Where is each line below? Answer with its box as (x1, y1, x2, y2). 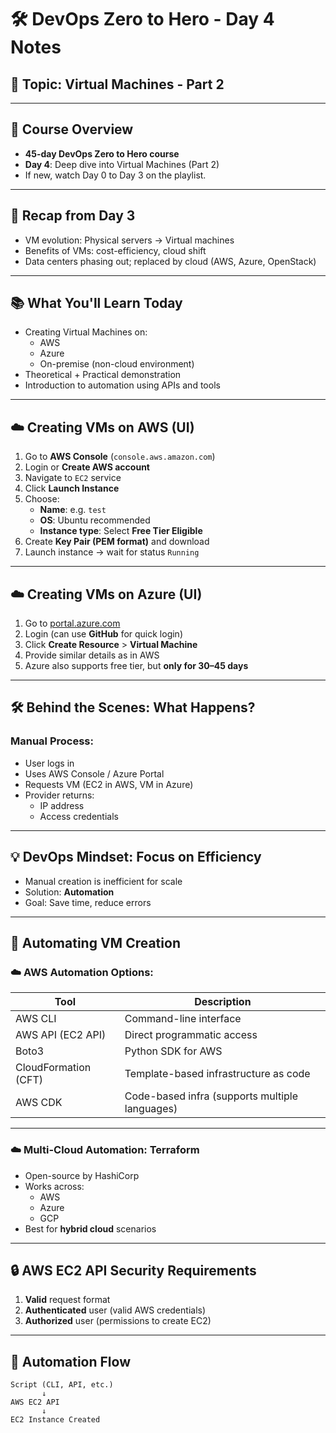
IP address (39, 799, 85, 811)
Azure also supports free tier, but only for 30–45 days (24, 660, 249, 672)
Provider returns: (24, 789, 95, 801)
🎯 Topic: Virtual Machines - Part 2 (10, 76, 225, 93)
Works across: (24, 1180, 85, 1192)
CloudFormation (15, 1061, 92, 1075)
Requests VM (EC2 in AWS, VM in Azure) (24, 778, 194, 790)
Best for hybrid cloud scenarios (24, 1222, 157, 1235)
